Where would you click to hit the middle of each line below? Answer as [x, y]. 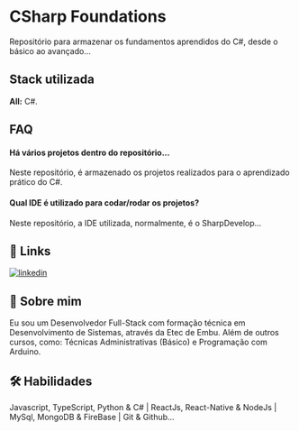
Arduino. [25, 352]
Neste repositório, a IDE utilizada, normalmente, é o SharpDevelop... [136, 223]
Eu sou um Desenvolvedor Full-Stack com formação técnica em [127, 323]
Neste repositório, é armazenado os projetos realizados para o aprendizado [149, 172]
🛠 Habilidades [51, 381]
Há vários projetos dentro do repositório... [90, 152]
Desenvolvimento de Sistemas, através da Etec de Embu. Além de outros [144, 333]
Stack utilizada [52, 80]
